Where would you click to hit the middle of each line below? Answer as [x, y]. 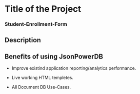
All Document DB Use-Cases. [41, 87]
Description [23, 40]
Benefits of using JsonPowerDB [54, 56]
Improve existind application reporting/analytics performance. [74, 68]
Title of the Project [43, 9]
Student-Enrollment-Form [36, 24]
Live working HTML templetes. [42, 78]
